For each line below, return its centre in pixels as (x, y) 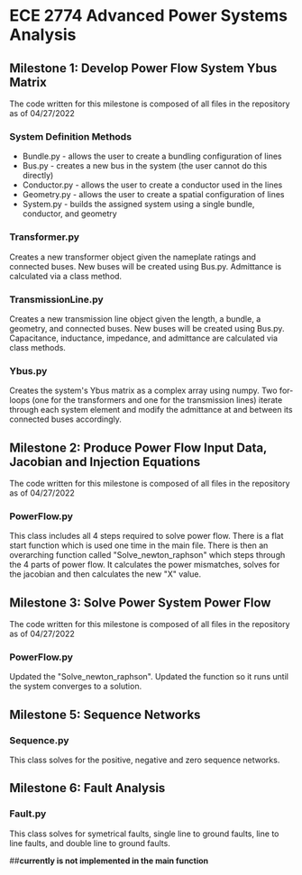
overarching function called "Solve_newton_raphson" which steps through (147, 555)
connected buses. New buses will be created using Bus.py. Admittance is (146, 266)
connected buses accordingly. (65, 419)
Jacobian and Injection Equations (105, 462)
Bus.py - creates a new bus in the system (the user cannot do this (145, 166)
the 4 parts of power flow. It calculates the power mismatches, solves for (145, 565)
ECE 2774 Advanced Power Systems (149, 16)
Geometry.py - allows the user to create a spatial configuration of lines (153, 195)
